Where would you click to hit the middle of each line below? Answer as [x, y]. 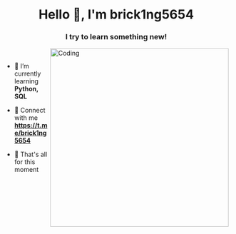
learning [26, 81]
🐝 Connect [30, 111]
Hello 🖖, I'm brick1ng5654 [116, 15]
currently [27, 73]
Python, [26, 89]
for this [25, 162]
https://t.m [31, 126]
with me [26, 118]
